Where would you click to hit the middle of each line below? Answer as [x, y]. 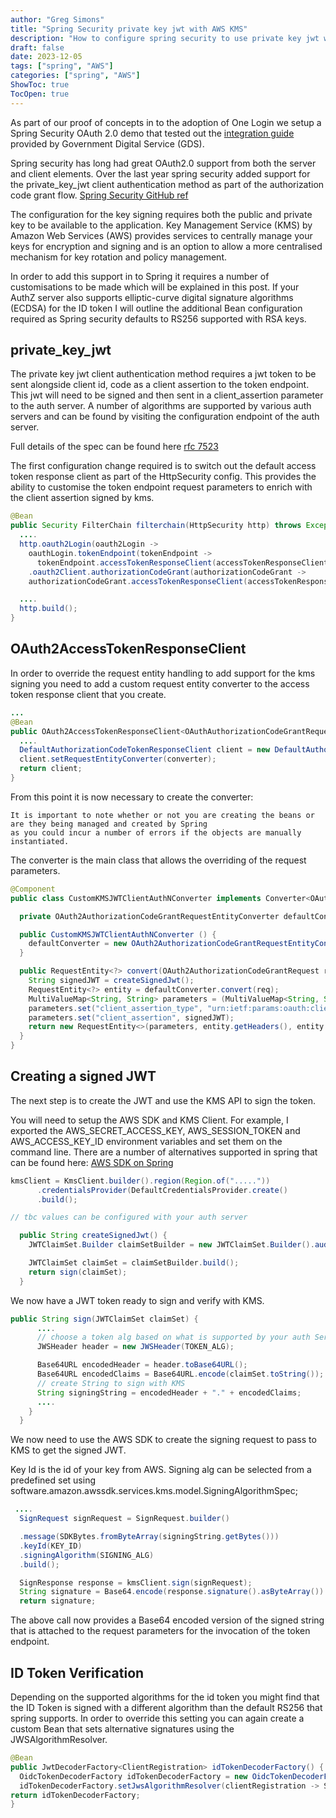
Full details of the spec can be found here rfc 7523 [114, 447]
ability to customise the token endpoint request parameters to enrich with [161, 487]
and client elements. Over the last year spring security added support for [160, 173]
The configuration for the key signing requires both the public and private [161, 214]
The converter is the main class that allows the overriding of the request [158, 860]
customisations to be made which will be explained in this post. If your [155, 287]
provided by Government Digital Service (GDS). [107, 143]
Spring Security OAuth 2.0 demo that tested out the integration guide [152, 133]
